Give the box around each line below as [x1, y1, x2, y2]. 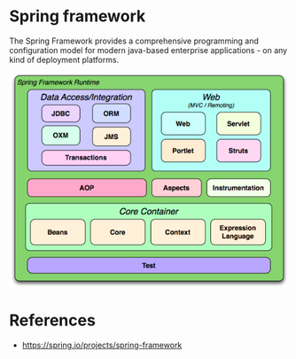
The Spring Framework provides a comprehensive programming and [9, 35, 260, 46]
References [9, 310, 96, 331]
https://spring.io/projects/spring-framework [21, 339, 183, 350]
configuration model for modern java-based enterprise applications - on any [9, 44, 288, 55]
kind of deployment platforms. [9, 54, 120, 65]
